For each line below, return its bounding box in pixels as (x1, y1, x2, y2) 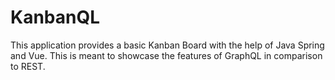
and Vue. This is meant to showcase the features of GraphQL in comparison (10, 49, 323, 61)
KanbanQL (10, 6, 101, 29)
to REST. (10, 60, 46, 72)
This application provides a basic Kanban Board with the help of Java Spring (10, 39, 325, 51)
